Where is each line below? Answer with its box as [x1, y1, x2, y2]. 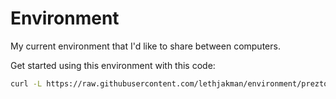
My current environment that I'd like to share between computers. [10, 40, 281, 52]
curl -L [10, 78, 43, 89]
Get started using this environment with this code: [10, 59, 216, 71]
